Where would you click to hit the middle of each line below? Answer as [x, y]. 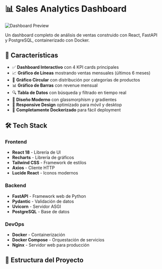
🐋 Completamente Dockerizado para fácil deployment [66, 110]
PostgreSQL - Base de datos [41, 211]
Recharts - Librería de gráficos [43, 158]
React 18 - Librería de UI [37, 152]
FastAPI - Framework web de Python [49, 196]
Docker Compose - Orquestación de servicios [58, 240]
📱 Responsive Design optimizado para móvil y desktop [67, 105]
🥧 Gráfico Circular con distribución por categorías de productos [76, 79]
